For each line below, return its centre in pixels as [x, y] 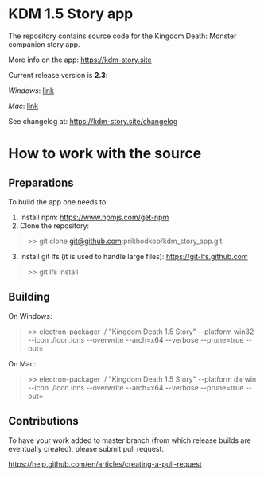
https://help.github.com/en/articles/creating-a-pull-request [105, 464]
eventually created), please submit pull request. [86, 448]
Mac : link [23, 106]
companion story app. [45, 44]
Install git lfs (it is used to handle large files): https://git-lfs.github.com [134, 256]
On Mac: [22, 363]
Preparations [41, 182]
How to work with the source [105, 154]
